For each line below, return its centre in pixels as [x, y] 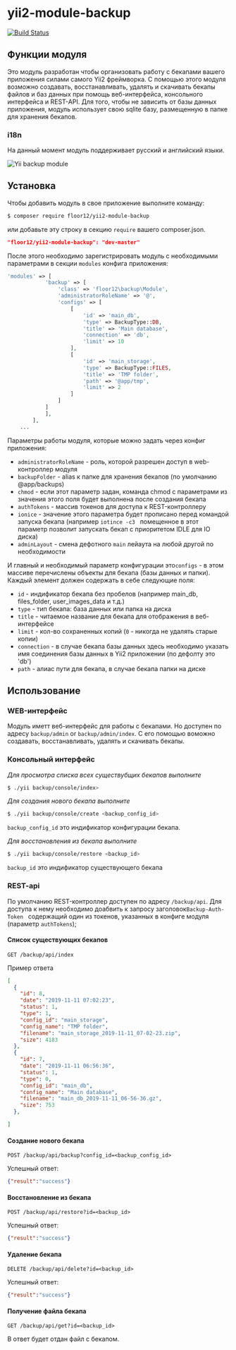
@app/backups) [41, 484]
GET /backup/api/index [41, 955]
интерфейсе [36, 624]
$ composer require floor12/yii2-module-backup [79, 216]
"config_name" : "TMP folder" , [64, 1026]
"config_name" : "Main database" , [69, 1092]
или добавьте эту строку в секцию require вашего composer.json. [106, 229]
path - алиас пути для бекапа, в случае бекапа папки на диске [112, 668]
